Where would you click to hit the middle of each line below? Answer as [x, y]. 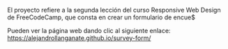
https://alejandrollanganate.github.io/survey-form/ [79, 38]
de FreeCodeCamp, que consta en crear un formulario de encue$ [101, 17]
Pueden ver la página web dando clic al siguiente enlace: [89, 31]
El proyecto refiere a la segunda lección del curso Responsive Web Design [114, 10]
